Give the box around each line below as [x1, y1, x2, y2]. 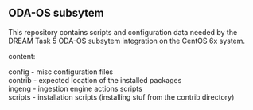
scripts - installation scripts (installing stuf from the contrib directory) [8, 92, 235, 102]
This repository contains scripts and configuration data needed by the [8, 27, 238, 37]
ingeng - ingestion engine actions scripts [8, 84, 143, 93]
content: [8, 51, 36, 61]
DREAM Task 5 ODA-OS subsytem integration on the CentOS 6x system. [8, 36, 245, 45]
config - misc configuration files [8, 67, 114, 77]
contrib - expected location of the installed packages [8, 75, 182, 84]
